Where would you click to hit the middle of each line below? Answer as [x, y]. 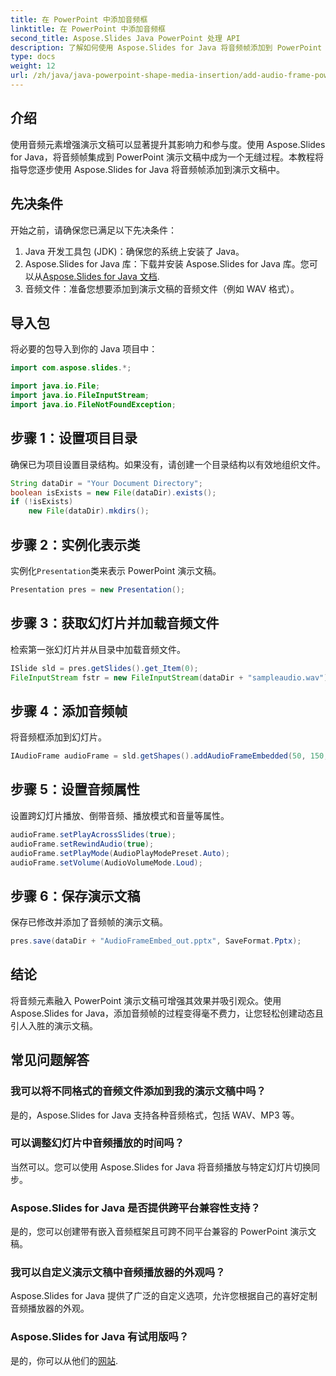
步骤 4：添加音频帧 [69, 711]
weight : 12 [33, 66]
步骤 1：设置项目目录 [74, 438]
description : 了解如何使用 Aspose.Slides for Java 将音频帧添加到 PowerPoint [166, 47]
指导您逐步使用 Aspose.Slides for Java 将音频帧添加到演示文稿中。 [147, 169]
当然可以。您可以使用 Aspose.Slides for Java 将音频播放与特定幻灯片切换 [161, 1167]
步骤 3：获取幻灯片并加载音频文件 [115, 623]
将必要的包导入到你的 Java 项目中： [84, 349]
